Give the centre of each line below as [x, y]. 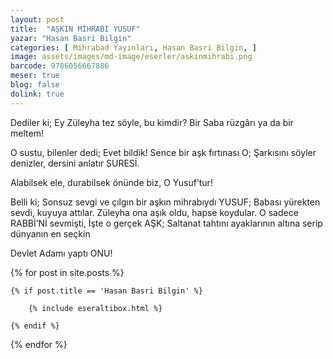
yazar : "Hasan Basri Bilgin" [71, 38]
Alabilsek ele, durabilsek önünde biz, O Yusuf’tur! [111, 182]
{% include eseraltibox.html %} [95, 308]
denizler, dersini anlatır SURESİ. [75, 163]
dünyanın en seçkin [50, 233]
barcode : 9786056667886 [60, 66]
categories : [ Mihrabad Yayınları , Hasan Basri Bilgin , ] [133, 47]
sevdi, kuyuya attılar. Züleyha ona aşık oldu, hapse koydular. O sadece [154, 212]
